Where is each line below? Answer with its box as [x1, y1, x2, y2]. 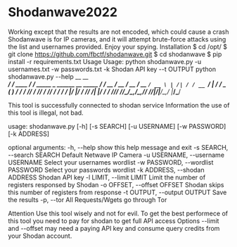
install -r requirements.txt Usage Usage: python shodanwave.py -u [8, 57, 202, 65]
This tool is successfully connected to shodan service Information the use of [8, 101, 230, 109]
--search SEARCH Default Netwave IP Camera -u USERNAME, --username [8, 151, 224, 159]
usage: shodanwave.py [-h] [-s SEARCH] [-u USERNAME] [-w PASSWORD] [8, 122, 226, 130]
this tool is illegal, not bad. [8, 108, 84, 117]
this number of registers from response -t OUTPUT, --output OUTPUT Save [8, 188, 227, 196]
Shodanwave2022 [8, 4, 118, 20]
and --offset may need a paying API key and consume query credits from [8, 224, 220, 232]
